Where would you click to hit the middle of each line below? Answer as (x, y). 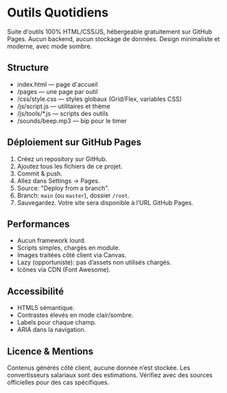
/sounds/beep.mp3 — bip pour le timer (72, 121)
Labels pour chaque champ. (57, 322)
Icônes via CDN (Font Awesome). (64, 270)
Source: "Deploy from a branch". (63, 188)
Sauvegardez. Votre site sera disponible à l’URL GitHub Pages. (105, 202)
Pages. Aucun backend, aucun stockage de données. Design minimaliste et (113, 38)
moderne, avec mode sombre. (50, 46)
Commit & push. (40, 174)
